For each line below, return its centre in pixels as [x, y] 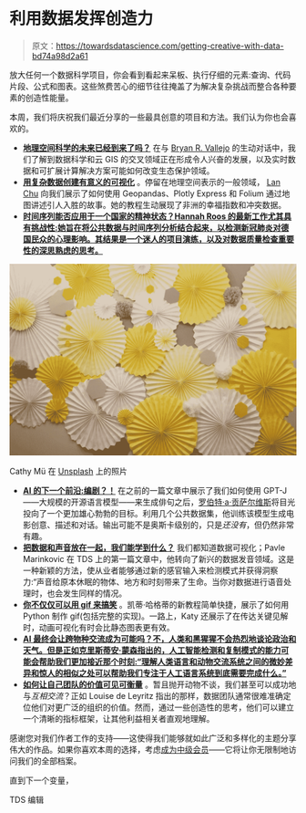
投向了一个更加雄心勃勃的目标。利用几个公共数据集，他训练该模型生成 [154, 513]
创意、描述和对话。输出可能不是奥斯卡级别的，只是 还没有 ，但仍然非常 [162, 525]
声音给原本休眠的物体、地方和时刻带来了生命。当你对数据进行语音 [160, 581]
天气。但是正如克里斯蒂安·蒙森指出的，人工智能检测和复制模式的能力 [152, 650]
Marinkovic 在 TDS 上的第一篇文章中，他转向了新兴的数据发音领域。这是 [158, 558]
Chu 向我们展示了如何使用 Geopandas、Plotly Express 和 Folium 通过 [152, 193]
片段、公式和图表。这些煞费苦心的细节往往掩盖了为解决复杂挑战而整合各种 [149, 86]
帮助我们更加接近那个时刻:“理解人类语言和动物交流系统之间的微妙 [162, 662]
